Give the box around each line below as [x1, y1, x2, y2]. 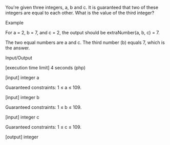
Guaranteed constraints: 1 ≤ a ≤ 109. [5, 84, 82, 90]
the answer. [5, 45, 30, 51]
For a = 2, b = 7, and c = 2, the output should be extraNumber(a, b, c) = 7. [5, 30, 160, 35]
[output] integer [5, 134, 38, 140]
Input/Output [5, 55, 32, 61]
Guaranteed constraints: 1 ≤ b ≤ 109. [5, 104, 82, 110]
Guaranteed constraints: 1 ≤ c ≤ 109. [5, 124, 82, 130]
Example [5, 20, 24, 26]
